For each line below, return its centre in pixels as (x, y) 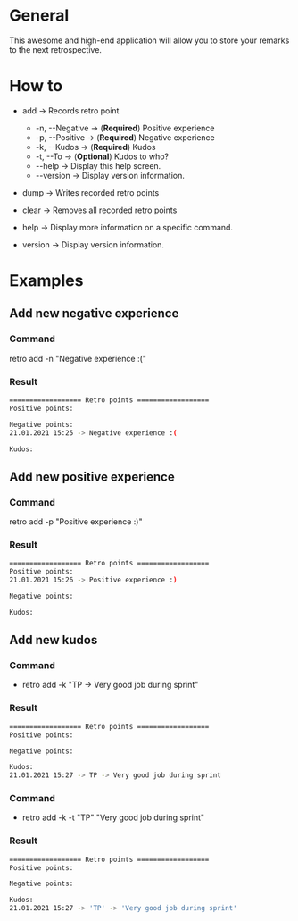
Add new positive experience (92, 477)
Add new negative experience (94, 314)
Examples (46, 281)
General (39, 16)
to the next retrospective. (56, 49)
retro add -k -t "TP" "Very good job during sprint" (113, 817)
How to (36, 86)
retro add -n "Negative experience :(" (78, 358)
